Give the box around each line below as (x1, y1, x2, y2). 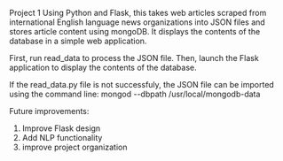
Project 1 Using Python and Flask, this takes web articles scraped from (9, 8, 267, 18)
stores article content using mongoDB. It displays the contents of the (9, 27, 261, 36)
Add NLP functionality (21, 133, 103, 142)
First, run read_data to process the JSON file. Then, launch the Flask (9, 53, 259, 63)
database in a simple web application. (9, 35, 147, 46)
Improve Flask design (21, 123, 101, 134)
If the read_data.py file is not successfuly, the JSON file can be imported (9, 80, 275, 89)
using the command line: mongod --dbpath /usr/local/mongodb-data (9, 88, 261, 99)
